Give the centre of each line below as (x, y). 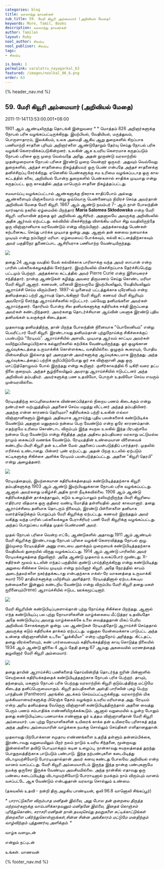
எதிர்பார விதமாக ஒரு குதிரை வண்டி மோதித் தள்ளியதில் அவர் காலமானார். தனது (80, 502)
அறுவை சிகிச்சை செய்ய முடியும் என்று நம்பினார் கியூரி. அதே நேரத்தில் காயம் (75, 568)
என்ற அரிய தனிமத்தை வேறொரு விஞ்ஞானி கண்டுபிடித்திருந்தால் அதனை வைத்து (79, 705)
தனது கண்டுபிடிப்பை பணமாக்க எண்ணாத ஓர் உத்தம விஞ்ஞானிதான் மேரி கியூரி (79, 716)
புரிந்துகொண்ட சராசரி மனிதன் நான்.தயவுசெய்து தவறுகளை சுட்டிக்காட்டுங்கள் (75, 811)
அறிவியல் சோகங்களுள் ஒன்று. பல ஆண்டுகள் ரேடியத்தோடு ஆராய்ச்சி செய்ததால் (81, 625)
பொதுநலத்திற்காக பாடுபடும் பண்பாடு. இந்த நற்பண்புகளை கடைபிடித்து (70, 753)
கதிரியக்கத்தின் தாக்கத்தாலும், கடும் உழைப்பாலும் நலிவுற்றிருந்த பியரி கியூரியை (78, 497)
